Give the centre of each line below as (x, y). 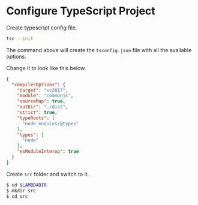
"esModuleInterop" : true (48, 152)
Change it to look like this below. (46, 68)
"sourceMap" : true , (41, 101)
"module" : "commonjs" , (45, 96)
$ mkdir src (21, 191)
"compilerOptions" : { (39, 85)
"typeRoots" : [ (36, 118)
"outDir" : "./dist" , (43, 107)
